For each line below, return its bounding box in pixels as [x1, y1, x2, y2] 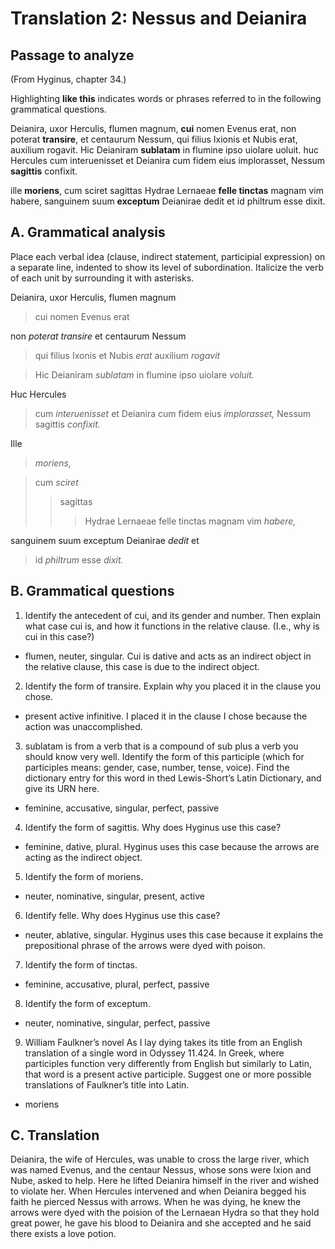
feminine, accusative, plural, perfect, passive [24, 978, 210, 990]
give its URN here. [24, 782, 100, 794]
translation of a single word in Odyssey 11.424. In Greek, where [24, 1047, 285, 1059]
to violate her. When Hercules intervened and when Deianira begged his [10, 1185, 307, 1197]
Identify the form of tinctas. [24, 958, 138, 971]
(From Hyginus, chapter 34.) [10, 73, 127, 85]
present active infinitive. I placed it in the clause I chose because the [24, 710, 308, 722]
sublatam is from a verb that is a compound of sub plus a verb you [24, 740, 299, 752]
